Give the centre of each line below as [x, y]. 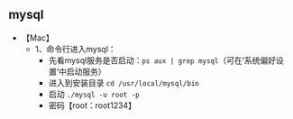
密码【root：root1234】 [92, 105]
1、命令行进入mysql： [75, 49]
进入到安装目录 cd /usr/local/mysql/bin [124, 82]
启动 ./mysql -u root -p [94, 94]
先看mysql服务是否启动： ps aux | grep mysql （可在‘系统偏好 [162, 60]
